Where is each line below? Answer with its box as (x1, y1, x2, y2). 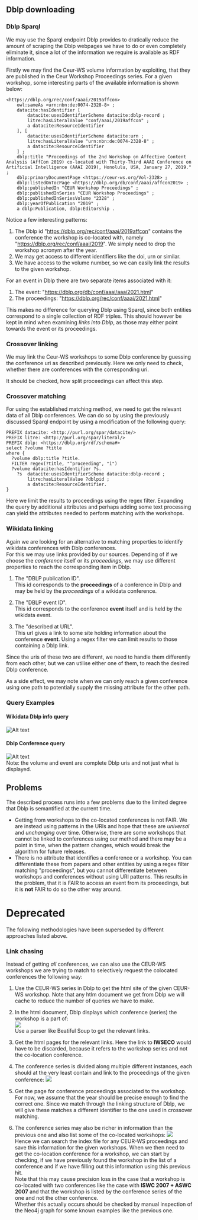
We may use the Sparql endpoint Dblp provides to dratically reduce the (6, 36, 179, 43)
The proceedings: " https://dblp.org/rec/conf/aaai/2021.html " (14, 295, 163, 302)
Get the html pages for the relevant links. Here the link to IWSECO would (14, 1039, 191, 1046)
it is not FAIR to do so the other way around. (14, 886, 122, 893)
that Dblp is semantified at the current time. (6, 804, 112, 812)
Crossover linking (6, 340, 58, 348)
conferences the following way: (6, 973, 83, 980)
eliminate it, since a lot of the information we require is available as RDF (6, 49, 180, 56)
